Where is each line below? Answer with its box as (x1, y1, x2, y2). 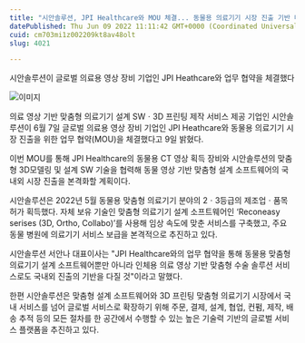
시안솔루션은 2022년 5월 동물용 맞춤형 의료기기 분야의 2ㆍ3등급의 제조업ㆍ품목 (9, 195, 289, 206)
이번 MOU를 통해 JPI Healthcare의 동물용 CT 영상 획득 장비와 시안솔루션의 (9, 153, 276, 164)
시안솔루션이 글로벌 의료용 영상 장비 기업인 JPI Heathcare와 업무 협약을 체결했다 (9, 73, 295, 83)
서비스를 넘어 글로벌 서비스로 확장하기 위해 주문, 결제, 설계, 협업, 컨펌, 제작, (18, 301, 284, 313)
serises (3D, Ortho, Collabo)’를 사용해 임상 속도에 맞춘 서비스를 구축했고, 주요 (9, 218, 288, 229)
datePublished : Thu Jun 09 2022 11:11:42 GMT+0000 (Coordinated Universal (9, 22, 299, 31)
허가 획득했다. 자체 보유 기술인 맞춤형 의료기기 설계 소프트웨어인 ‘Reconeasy (9, 206, 280, 218)
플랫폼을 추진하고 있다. (18, 324, 100, 336)
